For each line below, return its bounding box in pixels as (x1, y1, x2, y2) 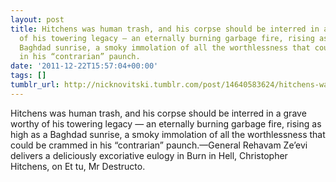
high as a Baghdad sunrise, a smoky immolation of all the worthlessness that (10, 128, 326, 140)
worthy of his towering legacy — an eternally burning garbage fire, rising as (10, 117, 322, 130)
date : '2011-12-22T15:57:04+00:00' (10, 61, 159, 71)
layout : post (10, 14, 65, 25)
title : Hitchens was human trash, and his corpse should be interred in (10, 24, 320, 34)
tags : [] (10, 71, 47, 81)
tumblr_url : (10, 80, 60, 90)
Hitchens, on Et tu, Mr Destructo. (10, 160, 146, 172)
